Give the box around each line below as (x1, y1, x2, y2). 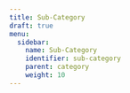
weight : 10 (25, 71, 66, 80)
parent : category (25, 63, 90, 72)
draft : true (9, 21, 53, 30)
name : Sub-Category (25, 46, 98, 55)
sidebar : (17, 37, 50, 47)
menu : (9, 29, 29, 38)
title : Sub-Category (9, 12, 86, 22)
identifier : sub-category (25, 54, 122, 63)
